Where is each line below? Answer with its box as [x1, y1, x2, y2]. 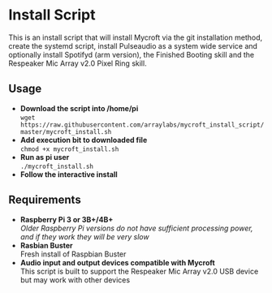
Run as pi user [19, 152, 70, 162]
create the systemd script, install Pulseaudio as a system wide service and [8, 41, 258, 50]
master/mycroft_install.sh [19, 127, 112, 136]
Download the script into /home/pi [19, 103, 139, 113]
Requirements [8, 193, 81, 207]
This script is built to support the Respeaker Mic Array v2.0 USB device [19, 266, 259, 276]
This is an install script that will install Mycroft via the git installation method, [8, 32, 262, 42]
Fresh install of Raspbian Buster [19, 249, 127, 259]
